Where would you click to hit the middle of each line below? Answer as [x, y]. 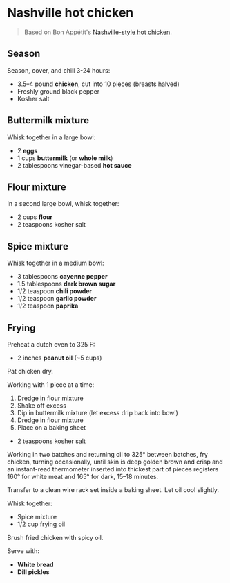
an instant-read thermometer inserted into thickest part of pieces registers [113, 469]
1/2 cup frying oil [41, 524]
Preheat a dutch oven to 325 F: [51, 344]
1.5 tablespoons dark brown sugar [66, 284]
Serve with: [23, 551]
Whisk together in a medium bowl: [56, 263]
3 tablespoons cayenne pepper [63, 277]
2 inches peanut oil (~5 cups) [59, 358]
